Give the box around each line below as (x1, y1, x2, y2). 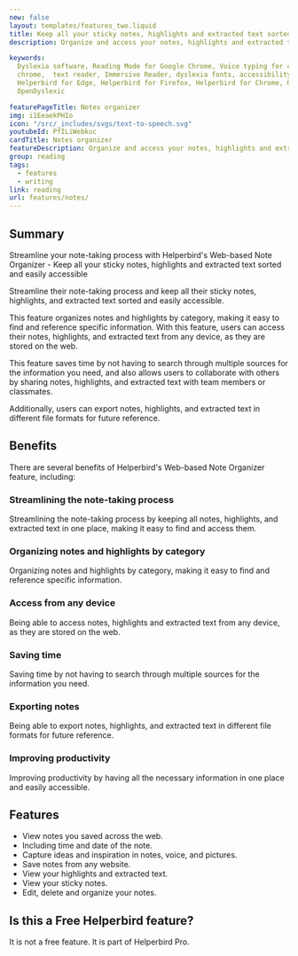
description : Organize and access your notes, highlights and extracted (9, 37, 284, 47)
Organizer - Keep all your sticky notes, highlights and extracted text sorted (9, 259, 282, 270)
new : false (9, 12, 50, 22)
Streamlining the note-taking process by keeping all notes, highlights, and (9, 513, 278, 524)
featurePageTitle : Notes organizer (9, 103, 141, 112)
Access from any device (9, 597, 116, 609)
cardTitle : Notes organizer (9, 136, 114, 145)
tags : (9, 161, 29, 169)
